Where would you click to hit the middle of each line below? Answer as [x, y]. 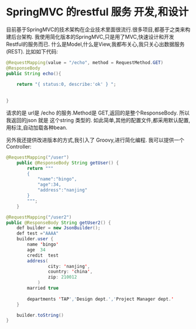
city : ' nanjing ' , [69, 266]
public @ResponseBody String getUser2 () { [59, 223]
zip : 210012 [62, 277]
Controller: [19, 146]
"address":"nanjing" [62, 190]
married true [43, 288]
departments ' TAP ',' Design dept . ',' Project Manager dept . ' [101, 299]
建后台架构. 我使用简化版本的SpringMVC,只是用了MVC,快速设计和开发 [90, 36]
